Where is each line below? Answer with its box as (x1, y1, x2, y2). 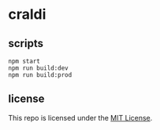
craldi (8, 5, 47, 23)
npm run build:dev (8, 64, 69, 72)
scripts (8, 37, 43, 50)
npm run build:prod (8, 71, 73, 79)
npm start (8, 57, 41, 65)
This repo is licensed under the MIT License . (8, 113, 153, 122)
